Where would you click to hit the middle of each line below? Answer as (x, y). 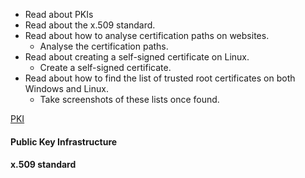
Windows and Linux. (66, 88)
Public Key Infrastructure (64, 141)
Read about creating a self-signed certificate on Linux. (137, 57)
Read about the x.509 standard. (90, 25)
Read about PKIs (59, 14)
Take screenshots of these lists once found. (129, 99)
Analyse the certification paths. (104, 46)
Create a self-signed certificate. (105, 67)
